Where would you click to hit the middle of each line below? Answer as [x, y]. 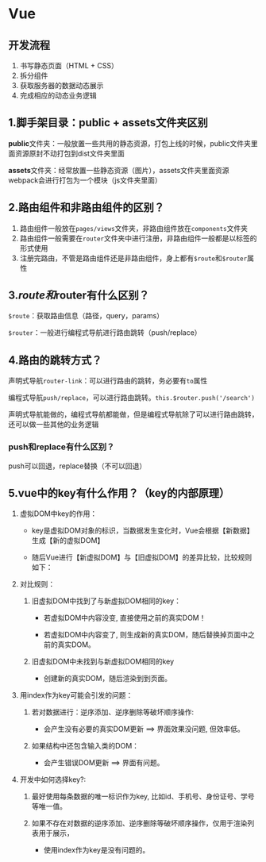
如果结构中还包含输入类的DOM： [85, 746]
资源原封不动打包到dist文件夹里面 [69, 153]
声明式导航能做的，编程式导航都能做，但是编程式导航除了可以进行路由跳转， [133, 414]
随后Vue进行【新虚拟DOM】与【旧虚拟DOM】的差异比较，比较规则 [142, 557]
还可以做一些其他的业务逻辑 [54, 425]
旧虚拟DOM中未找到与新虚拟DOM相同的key [103, 662]
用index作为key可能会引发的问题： [76, 695]
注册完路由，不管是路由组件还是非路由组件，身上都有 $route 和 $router [133, 258]
